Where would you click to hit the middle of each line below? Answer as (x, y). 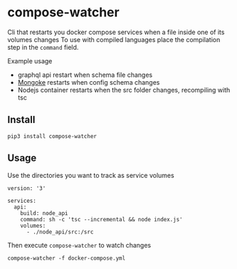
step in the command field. (43, 47)
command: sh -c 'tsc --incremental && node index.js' (101, 219)
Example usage (30, 60)
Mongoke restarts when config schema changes (89, 82)
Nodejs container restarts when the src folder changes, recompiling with (124, 90)
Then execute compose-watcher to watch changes (79, 245)
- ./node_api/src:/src (60, 232)
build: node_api (44, 213)
